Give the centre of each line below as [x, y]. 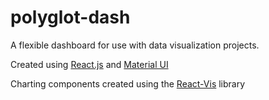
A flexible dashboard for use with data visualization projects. [135, 45]
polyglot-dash [70, 17]
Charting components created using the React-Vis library [128, 83]
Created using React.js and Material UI [89, 64]
